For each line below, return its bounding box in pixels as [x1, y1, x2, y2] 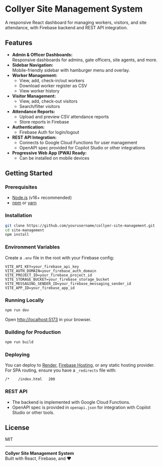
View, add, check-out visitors [19, 98, 78, 104]
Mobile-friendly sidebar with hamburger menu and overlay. [12, 67, 130, 73]
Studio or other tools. [12, 410, 55, 415]
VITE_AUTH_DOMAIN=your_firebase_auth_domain [5, 269, 97, 273]
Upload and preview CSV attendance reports [19, 113, 109, 120]
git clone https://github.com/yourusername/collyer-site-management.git [5, 223, 155, 228]
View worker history [19, 88, 60, 93]
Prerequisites [5, 184, 37, 191]
